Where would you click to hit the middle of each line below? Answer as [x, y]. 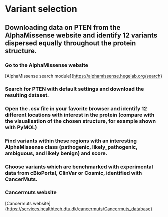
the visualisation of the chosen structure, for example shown [81, 121]
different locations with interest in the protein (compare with [80, 115]
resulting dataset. [27, 95]
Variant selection [41, 9]
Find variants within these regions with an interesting [71, 141]
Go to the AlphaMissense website [47, 65]
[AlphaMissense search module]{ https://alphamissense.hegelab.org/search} [84, 76]
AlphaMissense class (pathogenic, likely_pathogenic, [71, 147]
